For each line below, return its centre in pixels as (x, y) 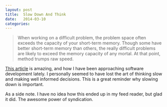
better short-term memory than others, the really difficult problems (87, 48)
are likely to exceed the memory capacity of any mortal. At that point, (89, 54)
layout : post (19, 10)
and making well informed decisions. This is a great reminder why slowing (81, 79)
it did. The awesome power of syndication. (49, 100)
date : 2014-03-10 (26, 19)
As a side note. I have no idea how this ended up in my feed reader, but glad (84, 94)
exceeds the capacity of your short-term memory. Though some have (90, 43)
